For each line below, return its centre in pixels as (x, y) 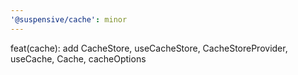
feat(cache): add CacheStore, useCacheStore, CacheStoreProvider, (149, 48)
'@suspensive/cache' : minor (69, 19)
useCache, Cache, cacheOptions (78, 58)
